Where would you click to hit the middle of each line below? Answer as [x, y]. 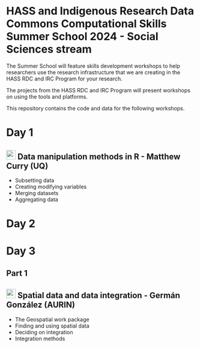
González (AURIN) [41, 305]
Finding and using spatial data [52, 326]
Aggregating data [36, 199]
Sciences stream [49, 49]
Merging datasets [37, 193]
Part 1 [17, 273]
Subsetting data [35, 180]
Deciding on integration [44, 332]
